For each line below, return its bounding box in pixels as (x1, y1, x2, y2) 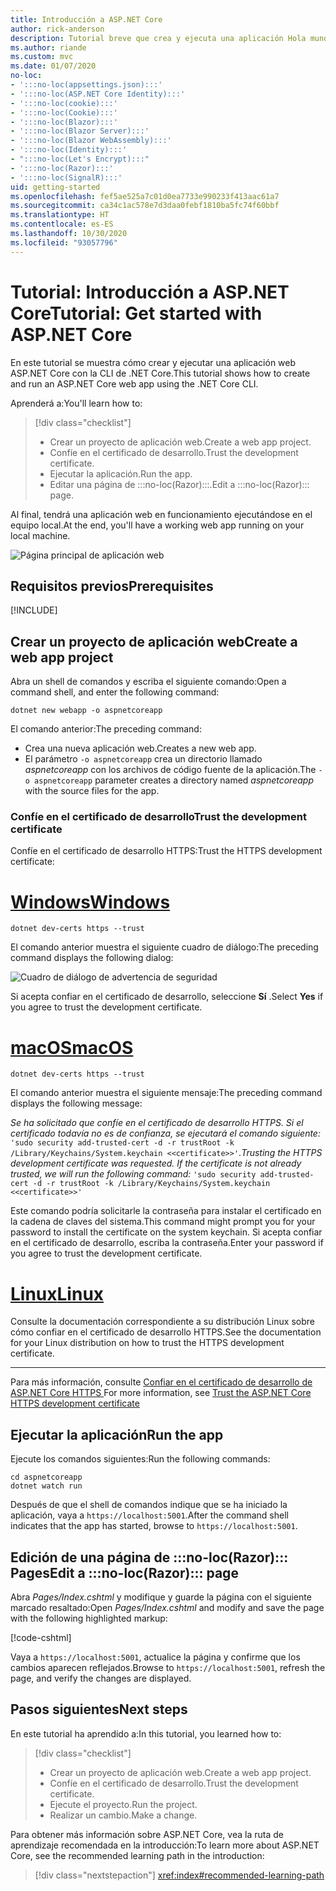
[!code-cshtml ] (10, 1631, 72, 1643)
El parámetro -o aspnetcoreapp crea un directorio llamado (24, 753, 263, 765)
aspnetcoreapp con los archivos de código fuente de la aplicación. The (24, 764, 317, 776)
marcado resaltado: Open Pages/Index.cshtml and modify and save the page (10, 1601, 325, 1613)
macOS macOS (10, 1036, 134, 1059)
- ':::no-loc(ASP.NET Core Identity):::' (10, 89, 186, 99)
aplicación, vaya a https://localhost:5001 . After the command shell (10, 1509, 289, 1521)
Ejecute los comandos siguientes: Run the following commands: (10, 1453, 271, 1465)
